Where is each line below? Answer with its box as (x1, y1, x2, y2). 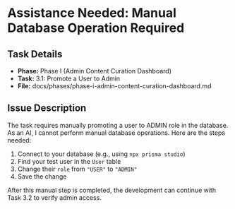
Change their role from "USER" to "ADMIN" (17, 165, 138, 173)
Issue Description (7, 102, 87, 114)
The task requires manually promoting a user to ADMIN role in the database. (7, 121, 229, 129)
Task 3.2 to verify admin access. (7, 193, 102, 202)
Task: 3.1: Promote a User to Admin (17, 74, 121, 83)
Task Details (7, 48, 63, 60)
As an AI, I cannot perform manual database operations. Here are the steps (7, 129, 226, 137)
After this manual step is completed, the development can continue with (7, 186, 217, 194)
